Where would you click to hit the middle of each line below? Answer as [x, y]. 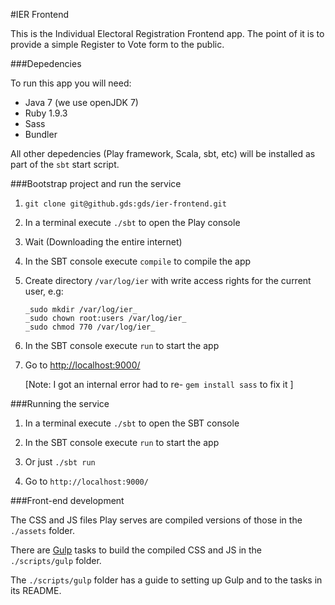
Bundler [41, 134]
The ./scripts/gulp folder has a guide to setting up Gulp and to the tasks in [166, 580]
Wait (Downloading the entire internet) [103, 242]
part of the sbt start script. [65, 164]
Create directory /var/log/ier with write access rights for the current [168, 280]
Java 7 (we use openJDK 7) [81, 102]
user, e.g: [44, 291]
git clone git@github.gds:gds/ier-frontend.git [125, 204]
